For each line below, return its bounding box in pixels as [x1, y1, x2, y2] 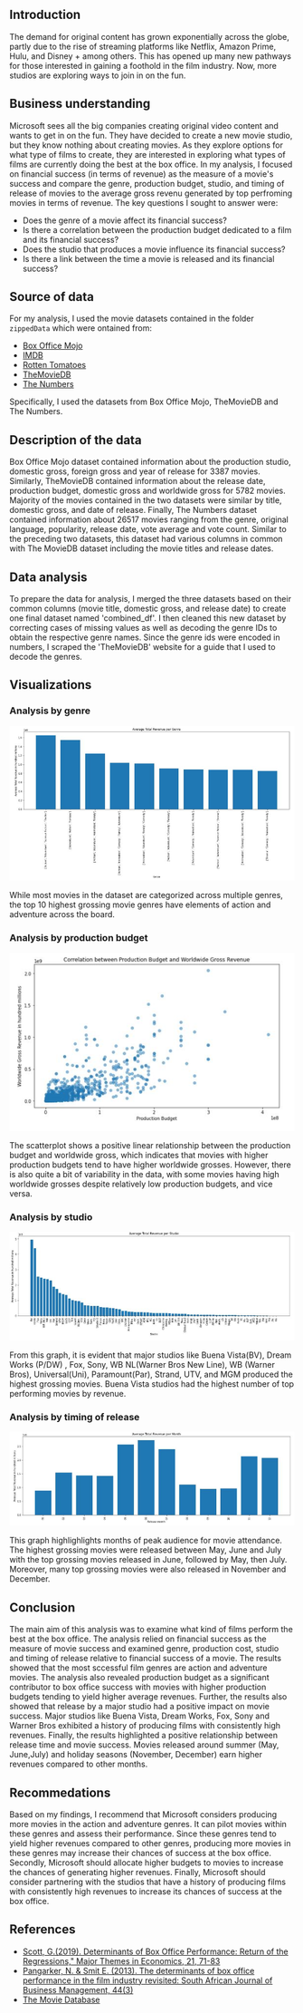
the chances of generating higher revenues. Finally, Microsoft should [9, 1866, 266, 1877]
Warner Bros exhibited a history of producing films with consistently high [9, 1720, 281, 1731]
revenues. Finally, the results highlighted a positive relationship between [9, 1730, 279, 1741]
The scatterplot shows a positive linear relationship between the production [9, 1139, 291, 1150]
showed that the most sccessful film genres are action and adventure [9, 1662, 268, 1673]
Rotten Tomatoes [22, 360, 87, 371]
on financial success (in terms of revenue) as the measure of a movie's [9, 168, 274, 179]
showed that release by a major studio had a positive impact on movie [9, 1701, 270, 1712]
